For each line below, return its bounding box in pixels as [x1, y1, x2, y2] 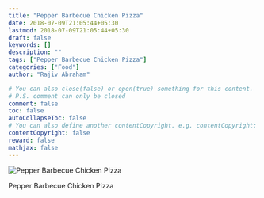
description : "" [8, 48, 62, 56]
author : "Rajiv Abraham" [8, 70, 90, 78]
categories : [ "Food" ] [8, 63, 80, 71]
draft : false [8, 33, 52, 42]
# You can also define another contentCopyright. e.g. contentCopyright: [8, 122, 258, 130]
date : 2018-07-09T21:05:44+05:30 [8, 19, 119, 27]
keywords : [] [8, 41, 52, 49]
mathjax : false [8, 143, 59, 151]
